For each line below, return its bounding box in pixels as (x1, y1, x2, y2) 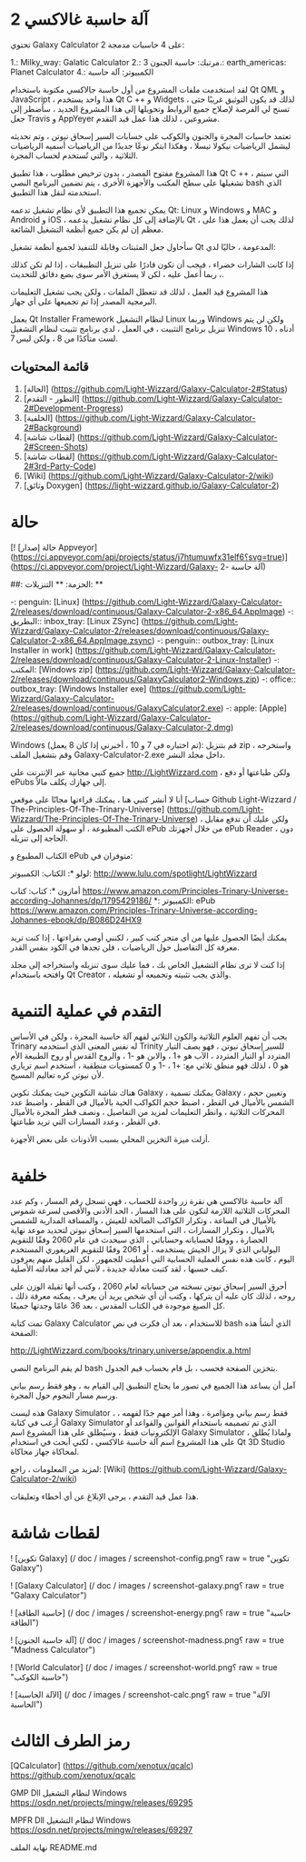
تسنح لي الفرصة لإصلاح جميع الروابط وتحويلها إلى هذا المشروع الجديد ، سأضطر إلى (10, 103, 290, 114)
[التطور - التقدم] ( (23, 393, 85, 403)
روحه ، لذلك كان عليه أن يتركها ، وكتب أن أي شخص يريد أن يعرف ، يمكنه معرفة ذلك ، (10, 1290, 296, 1301)
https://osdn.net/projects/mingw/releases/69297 (10, 1825, 193, 1836)
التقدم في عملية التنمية (10, 1001, 163, 1021)
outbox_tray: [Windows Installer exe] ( (10, 682, 153, 694)
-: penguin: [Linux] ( (10, 596, 85, 607)
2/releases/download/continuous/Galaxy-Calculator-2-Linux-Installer (10, 654, 269, 665)
